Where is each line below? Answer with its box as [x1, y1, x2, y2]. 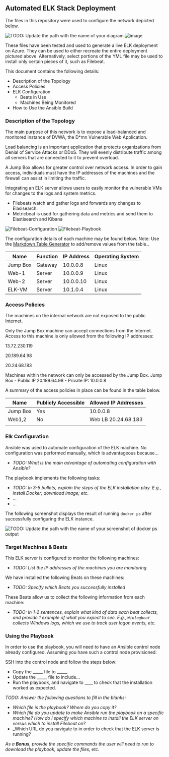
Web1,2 [8, 416, 27, 423]
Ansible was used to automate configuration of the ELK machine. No [5, 444, 147, 450]
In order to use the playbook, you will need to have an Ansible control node [5, 644, 160, 650]
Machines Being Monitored [20, 99, 76, 105]
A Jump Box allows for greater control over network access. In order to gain [5, 164, 162, 170]
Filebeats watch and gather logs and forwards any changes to [12, 200, 141, 206]
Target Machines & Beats [5, 543, 68, 550]
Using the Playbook [5, 632, 54, 639]
